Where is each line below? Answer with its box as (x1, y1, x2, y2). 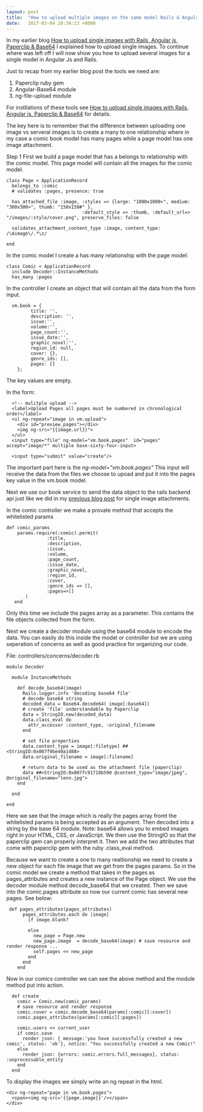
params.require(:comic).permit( (17, 530, 98, 536)
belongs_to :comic (11, 183, 59, 189)
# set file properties (22, 738, 80, 744)
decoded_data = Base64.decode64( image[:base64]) (22, 701, 150, 707)
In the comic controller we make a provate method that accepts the (6, 506, 173, 514)
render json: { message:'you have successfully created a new (22, 1036, 182, 1042)
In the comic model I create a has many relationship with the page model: (6, 252, 188, 259)
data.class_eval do (22, 717, 71, 723)
